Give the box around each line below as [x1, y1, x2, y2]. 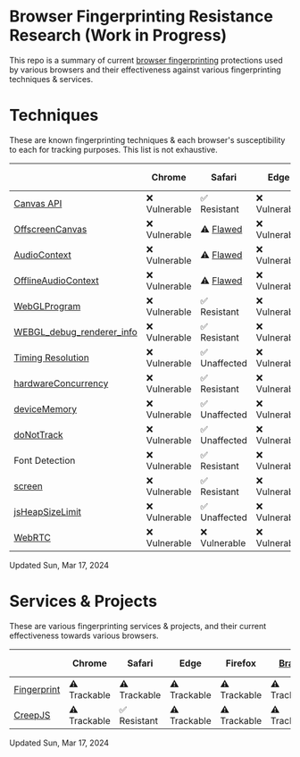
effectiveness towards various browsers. [9, 630, 159, 641]
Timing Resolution [13, 351, 89, 364]
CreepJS [13, 709, 51, 721]
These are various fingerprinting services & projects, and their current [9, 620, 267, 631]
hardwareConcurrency [13, 377, 109, 390]
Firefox [225, 657, 257, 669]
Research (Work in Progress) [9, 25, 228, 46]
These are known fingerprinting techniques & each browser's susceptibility [9, 134, 286, 145]
